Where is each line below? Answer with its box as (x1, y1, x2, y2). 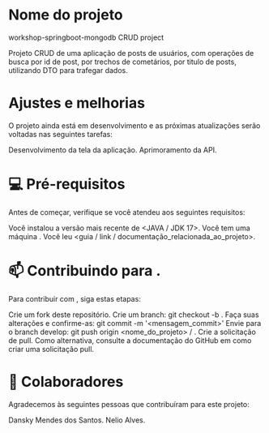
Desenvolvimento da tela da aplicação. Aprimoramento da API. (8, 144, 217, 155)
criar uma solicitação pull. (8, 344, 95, 354)
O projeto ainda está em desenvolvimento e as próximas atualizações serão (8, 120, 261, 131)
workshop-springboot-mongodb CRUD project (8, 32, 164, 42)
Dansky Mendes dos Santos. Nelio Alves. (8, 415, 146, 425)
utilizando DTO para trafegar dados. (8, 65, 128, 75)
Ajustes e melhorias (8, 94, 146, 113)
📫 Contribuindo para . (8, 262, 161, 280)
